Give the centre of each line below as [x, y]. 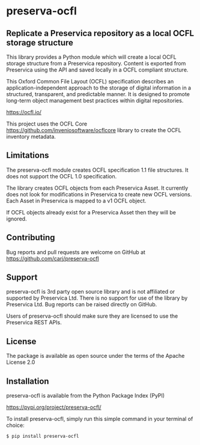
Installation [28, 381]
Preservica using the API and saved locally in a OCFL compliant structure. [97, 70]
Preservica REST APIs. [34, 322]
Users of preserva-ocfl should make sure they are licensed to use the [92, 316]
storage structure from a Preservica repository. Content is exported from [96, 63]
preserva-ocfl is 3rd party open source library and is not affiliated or [91, 292]
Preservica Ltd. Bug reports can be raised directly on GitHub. [82, 304]
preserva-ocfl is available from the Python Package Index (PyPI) [86, 396]
